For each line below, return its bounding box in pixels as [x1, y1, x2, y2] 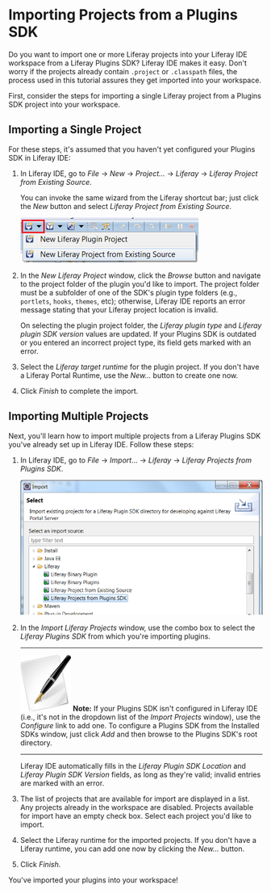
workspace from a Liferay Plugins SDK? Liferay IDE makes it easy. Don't [8, 58, 248, 68]
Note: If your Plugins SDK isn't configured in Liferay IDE [72, 704, 258, 714]
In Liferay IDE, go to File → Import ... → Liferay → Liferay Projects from [19, 455, 252, 465]
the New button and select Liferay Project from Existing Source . [19, 201, 232, 211]
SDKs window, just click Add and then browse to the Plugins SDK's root [19, 729, 258, 740]
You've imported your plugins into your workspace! [8, 875, 179, 885]
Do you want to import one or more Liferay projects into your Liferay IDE [8, 49, 248, 59]
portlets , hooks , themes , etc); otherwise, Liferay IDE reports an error [19, 296, 246, 306]
